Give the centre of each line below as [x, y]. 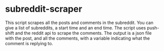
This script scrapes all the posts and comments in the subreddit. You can [79, 23]
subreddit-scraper [44, 9]
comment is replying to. [29, 43]
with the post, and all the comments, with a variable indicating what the [78, 38]
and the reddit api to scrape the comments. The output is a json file [83, 33]
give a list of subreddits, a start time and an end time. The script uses [76, 27]
